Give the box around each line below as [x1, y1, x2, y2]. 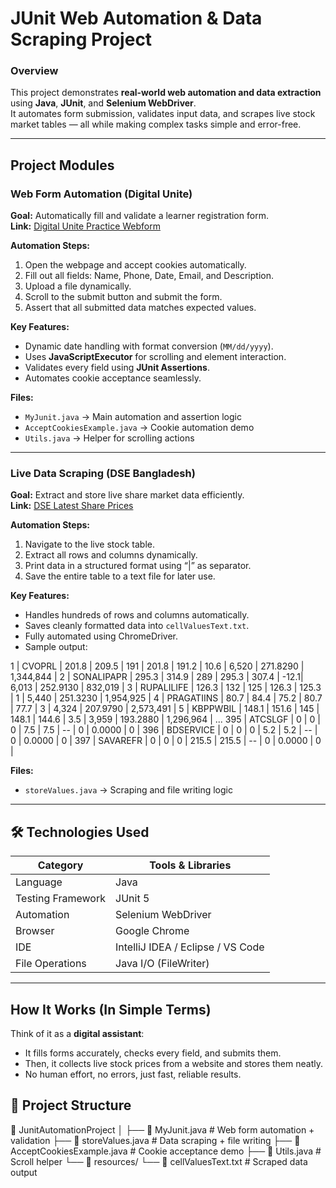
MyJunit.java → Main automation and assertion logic [24, 411, 242, 423]
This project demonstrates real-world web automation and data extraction [10, 87, 322, 99]
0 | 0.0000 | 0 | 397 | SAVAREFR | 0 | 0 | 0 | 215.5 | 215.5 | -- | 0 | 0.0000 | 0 [10, 735, 322, 747]
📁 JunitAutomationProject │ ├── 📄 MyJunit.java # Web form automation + [10, 1123, 315, 1136]
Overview [10, 64, 59, 78]
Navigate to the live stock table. [24, 538, 155, 551]
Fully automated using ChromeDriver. [24, 630, 179, 642]
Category [37, 858, 84, 872]
